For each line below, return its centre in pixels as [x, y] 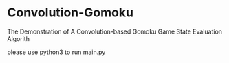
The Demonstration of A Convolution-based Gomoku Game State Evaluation [115, 32]
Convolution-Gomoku [70, 13]
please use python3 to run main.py [56, 52]
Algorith [18, 38]
